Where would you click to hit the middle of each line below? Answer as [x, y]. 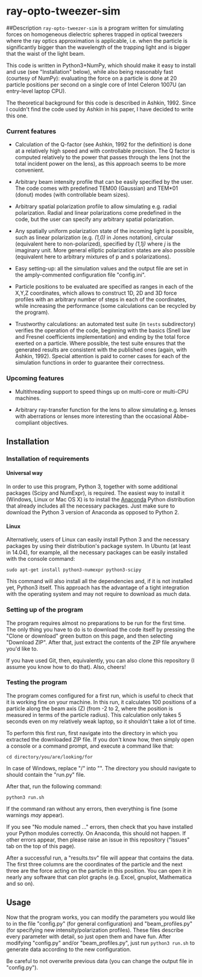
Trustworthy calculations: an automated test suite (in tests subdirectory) [105, 324]
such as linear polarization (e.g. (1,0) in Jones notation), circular [94, 238]
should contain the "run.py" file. [46, 774]
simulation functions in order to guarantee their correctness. [90, 363]
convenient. [30, 170]
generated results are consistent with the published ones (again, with [101, 350]
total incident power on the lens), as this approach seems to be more [100, 164]
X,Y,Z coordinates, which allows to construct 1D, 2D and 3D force [96, 293]
